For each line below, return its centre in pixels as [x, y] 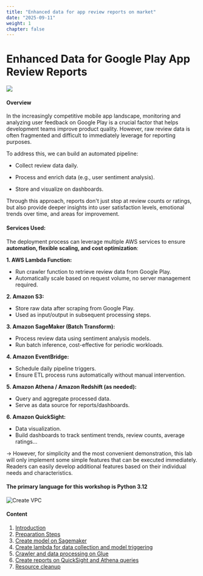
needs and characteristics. [40, 472]
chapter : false [26, 29]
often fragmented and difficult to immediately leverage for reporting [91, 135]
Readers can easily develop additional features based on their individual [96, 466]
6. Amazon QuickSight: [36, 417]
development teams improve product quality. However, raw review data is [98, 129]
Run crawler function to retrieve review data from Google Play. [93, 271]
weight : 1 [19, 23]
